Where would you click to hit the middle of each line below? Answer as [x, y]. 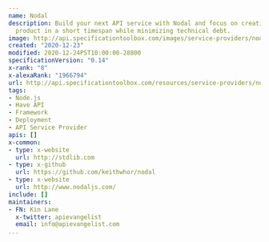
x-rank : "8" [28, 68]
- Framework [28, 113]
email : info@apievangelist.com [68, 224]
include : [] [28, 194]
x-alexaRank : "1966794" [48, 75]
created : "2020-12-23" [46, 46]
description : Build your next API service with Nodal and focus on [123, 23]
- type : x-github [37, 165]
